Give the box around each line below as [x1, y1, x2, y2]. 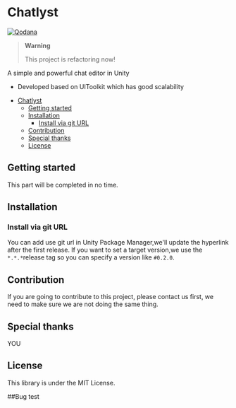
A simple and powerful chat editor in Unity [7, 69, 130, 77]
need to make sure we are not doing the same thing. [7, 300, 159, 308]
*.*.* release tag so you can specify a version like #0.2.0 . [7, 253, 175, 262]
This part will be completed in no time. [7, 180, 118, 189]
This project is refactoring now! [24, 54, 116, 64]
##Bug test [7, 392, 40, 400]
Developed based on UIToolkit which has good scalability [17, 82, 185, 91]
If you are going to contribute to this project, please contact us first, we [7, 293, 213, 301]
